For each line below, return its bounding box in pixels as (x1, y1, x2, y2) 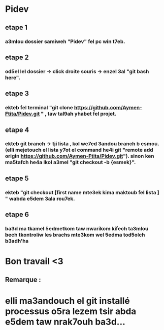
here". (5, 74, 21, 81)
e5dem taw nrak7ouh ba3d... (5, 316, 126, 327)
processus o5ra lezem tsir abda (5, 305, 136, 317)
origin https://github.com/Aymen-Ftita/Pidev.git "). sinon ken (5, 153, 154, 160)
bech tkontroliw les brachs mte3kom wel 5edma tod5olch (5, 231, 145, 238)
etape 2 (5, 53, 29, 61)
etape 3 (5, 89, 29, 98)
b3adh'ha (5, 238, 29, 245)
